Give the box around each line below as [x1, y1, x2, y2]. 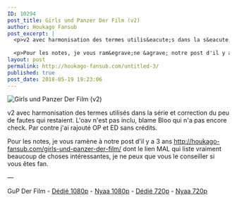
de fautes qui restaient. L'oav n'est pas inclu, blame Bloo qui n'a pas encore [7, 116, 227, 125]
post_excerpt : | [7, 30, 55, 37]
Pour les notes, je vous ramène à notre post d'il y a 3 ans [7, 137, 173, 146]
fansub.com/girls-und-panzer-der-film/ [7, 145, 122, 153]
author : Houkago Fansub [7, 23, 78, 30]
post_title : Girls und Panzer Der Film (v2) [7, 17, 140, 24]
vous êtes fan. [7, 160, 49, 168]
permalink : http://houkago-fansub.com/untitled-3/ [7, 63, 159, 70]
